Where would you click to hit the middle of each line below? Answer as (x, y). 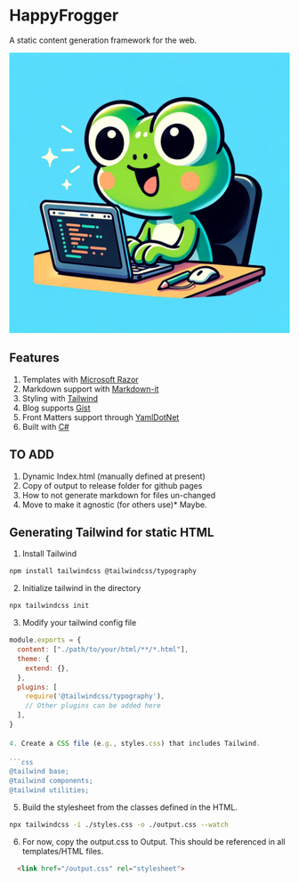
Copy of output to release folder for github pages (112, 485)
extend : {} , (47, 668)
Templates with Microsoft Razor (81, 379)
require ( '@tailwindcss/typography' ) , (95, 696)
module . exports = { (45, 640)
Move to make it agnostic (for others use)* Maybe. (114, 505)
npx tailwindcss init (49, 606)
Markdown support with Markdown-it (90, 389)
